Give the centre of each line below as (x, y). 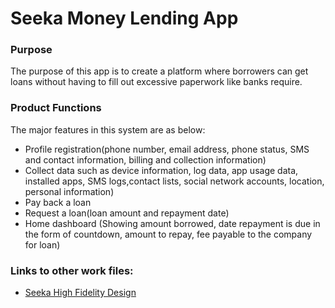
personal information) (69, 191)
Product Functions (56, 108)
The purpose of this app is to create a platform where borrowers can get (159, 71)
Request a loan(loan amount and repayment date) (127, 213)
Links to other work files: (72, 270)
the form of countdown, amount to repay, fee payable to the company (168, 234)
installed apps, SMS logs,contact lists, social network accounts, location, (174, 181)
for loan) (42, 244)
